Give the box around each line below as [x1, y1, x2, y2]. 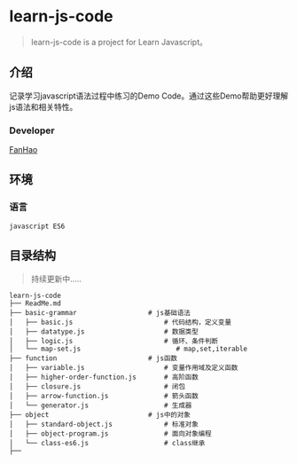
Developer [9, 124, 55, 137]
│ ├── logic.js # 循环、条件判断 [9, 336, 219, 345]
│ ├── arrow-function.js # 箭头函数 [9, 391, 199, 400]
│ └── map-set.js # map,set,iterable [9, 344, 248, 353]
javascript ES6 [9, 222, 66, 231]
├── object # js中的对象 [9, 410, 191, 419]
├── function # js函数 [9, 353, 177, 363]
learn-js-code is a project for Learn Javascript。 [30, 36, 208, 47]
